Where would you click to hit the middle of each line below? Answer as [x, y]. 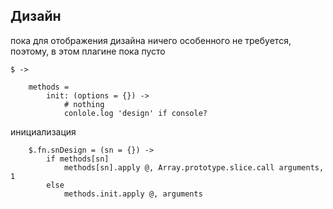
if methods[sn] [78, 159]
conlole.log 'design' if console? [135, 113]
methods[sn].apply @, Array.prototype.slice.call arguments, [194, 167]
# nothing [84, 104]
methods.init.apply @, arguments [133, 194]
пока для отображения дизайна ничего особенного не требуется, [151, 40]
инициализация [43, 131]
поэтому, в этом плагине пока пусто [88, 51]
